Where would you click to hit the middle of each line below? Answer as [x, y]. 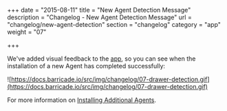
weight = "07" [27, 32]
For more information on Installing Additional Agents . [82, 100]
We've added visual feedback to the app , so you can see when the [101, 59]
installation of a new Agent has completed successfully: [86, 66]
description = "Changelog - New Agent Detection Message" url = [100, 17]
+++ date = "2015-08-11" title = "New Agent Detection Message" [99, 10]
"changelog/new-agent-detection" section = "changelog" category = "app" [114, 24]
